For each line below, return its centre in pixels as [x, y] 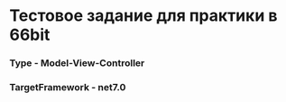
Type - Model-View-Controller [77, 63]
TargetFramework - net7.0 [68, 88]
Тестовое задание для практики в [143, 16]
